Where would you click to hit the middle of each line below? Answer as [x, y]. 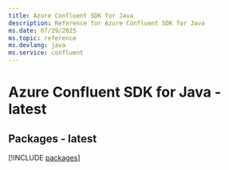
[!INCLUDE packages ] [44, 158]
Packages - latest [53, 138]
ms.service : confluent [46, 53]
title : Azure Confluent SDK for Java [71, 16]
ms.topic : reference [43, 38]
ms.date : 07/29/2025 [43, 30]
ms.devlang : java [37, 45]
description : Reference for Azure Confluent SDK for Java [107, 23]
